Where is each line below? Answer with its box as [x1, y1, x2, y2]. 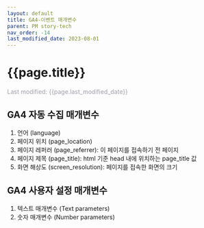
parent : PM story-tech [7, 23, 72, 29]
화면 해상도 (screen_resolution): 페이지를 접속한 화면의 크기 [16, 162, 178, 171]
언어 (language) [16, 128, 61, 137]
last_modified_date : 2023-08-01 [7, 36, 99, 42]
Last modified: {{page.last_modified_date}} [7, 88, 129, 96]
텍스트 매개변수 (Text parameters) [16, 204, 110, 212]
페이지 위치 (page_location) [16, 137, 92, 145]
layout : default [7, 10, 53, 17]
